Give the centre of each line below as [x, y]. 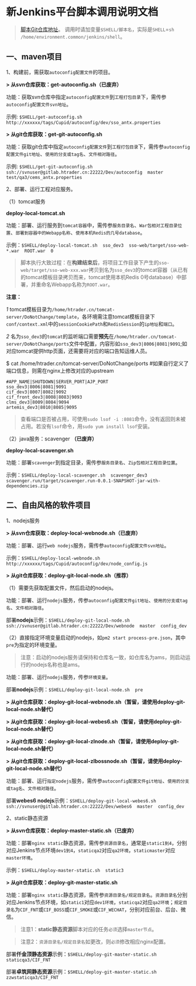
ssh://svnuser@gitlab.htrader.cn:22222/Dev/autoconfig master [85, 172]
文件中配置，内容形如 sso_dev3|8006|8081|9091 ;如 [128, 343]
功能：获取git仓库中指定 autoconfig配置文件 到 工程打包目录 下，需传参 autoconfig [98, 146]
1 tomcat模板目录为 [29, 309]
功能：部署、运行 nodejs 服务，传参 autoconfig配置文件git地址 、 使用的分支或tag [97, 600]
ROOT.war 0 [39, 251]
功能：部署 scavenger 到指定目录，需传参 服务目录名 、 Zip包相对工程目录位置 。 [93, 462]
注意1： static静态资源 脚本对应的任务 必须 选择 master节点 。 [89, 929]
